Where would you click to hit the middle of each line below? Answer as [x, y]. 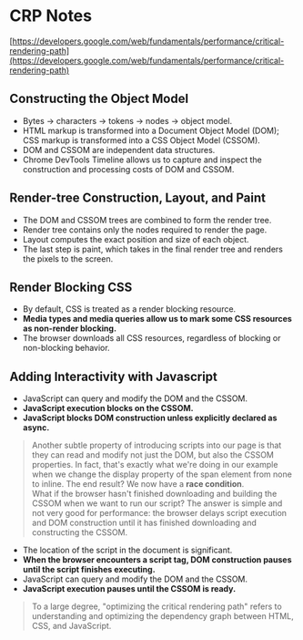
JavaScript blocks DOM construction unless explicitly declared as [150, 418]
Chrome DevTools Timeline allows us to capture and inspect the [142, 160]
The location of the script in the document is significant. [127, 550]
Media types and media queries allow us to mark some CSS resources [157, 319]
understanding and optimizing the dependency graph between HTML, [162, 616]
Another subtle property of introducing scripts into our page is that [157, 445]
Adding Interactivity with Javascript [114, 376]
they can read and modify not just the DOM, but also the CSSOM [153, 455]
